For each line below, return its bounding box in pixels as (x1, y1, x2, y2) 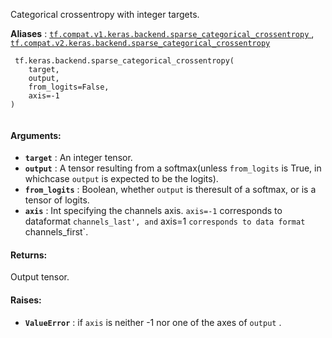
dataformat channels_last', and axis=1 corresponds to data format (24, 215, 306, 228)
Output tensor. (10, 271, 70, 283)
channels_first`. (24, 226, 89, 238)
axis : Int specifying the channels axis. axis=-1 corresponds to (24, 205, 283, 217)
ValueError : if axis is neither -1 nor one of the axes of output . (24, 316, 282, 328)
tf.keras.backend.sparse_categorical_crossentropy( (14, 56, 235, 66)
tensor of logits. (24, 194, 90, 206)
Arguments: (10, 129, 62, 141)
